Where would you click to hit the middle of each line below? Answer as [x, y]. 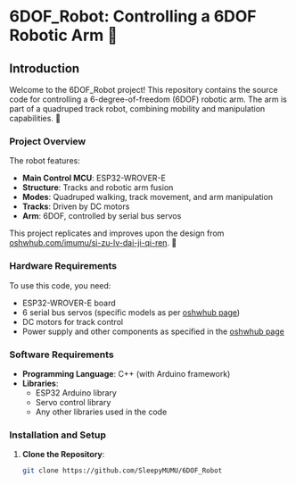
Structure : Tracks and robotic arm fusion [98, 188]
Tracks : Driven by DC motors [76, 206]
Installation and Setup [58, 435]
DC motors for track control [72, 321]
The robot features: [45, 161]
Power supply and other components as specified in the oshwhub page [153, 331]
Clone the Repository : [63, 455]
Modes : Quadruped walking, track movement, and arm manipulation [148, 197]
